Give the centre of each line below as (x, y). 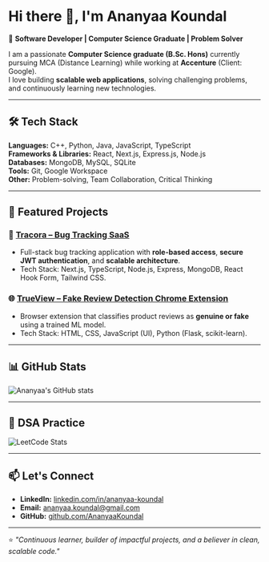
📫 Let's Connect (51, 476)
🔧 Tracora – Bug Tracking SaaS (69, 235)
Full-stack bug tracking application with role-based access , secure (132, 253)
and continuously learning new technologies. (82, 88)
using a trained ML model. (63, 325)
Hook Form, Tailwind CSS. (63, 278)
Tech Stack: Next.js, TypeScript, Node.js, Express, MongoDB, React (131, 269)
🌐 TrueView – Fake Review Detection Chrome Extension (118, 298)
